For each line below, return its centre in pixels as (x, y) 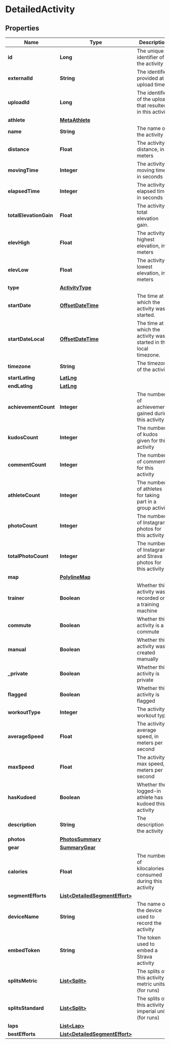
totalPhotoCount (28, 556)
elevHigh (19, 242)
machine (147, 611)
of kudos (147, 434)
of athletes (150, 489)
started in (148, 342)
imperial (146, 1011)
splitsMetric (23, 981)
